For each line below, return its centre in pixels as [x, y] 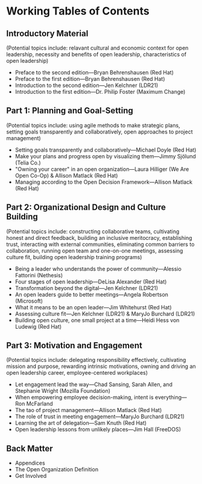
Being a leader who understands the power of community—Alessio [98, 269]
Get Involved [31, 476]
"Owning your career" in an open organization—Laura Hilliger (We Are [102, 169]
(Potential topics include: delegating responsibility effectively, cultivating [96, 360]
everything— [171, 398]
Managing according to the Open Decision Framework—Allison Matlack [104, 182]
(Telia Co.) [28, 163]
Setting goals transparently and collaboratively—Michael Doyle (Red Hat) [106, 150]
